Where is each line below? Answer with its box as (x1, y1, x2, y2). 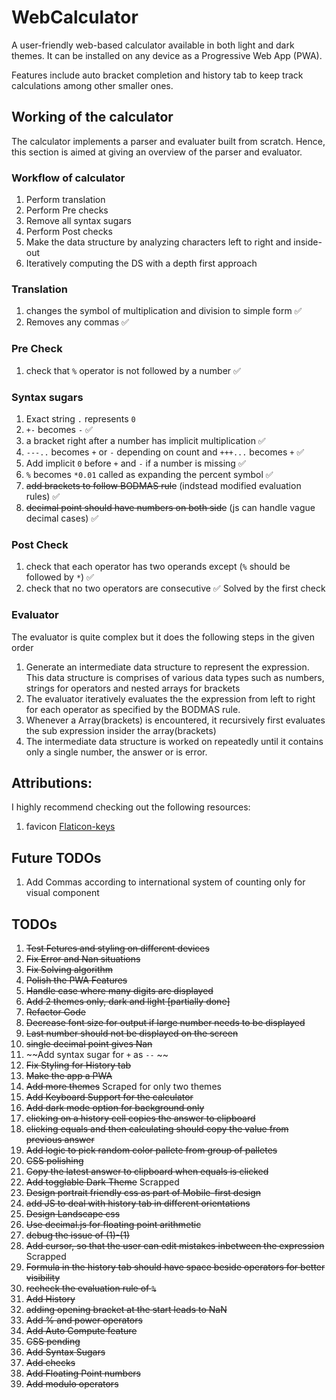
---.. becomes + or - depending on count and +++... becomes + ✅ (25, 446, 305, 458)
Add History (25, 1292, 76, 1305)
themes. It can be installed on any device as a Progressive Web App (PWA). (11, 49, 323, 61)
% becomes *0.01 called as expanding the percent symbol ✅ (25, 468, 274, 480)
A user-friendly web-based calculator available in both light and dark (11, 39, 295, 51)
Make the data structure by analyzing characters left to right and (25, 236, 292, 248)
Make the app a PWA (25, 1069, 113, 1081)
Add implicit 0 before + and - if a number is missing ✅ (25, 457, 246, 469)
